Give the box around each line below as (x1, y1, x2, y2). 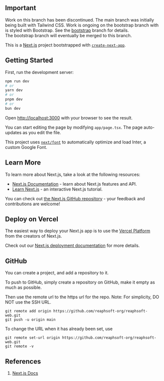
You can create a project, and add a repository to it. (5, 270, 109, 276)
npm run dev (5, 78, 29, 84)
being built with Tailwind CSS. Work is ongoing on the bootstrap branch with (5, 22, 159, 28)
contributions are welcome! (5, 201, 60, 207)
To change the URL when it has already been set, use (5, 326, 113, 332)
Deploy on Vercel (5, 215, 59, 223)
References (5, 357, 41, 365)
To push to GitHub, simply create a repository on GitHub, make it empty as (5, 279, 155, 286)
